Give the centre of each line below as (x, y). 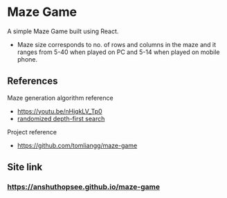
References (33, 81)
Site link (25, 167)
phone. (27, 59)
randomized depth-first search (61, 118)
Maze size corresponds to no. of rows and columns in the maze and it (117, 44)
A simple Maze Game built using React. (63, 31)
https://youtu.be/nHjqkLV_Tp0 (60, 111)
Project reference (32, 132)
